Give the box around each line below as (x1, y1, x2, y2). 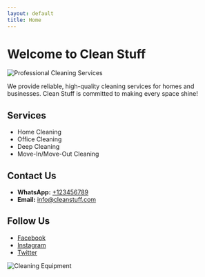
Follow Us (7, 215, 50, 227)
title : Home (7, 17, 41, 23)
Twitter (17, 248, 38, 256)
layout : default (7, 10, 54, 17)
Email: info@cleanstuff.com (17, 196, 97, 204)
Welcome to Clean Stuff (7, 46, 146, 62)
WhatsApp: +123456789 (17, 188, 88, 196)
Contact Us (7, 170, 57, 181)
